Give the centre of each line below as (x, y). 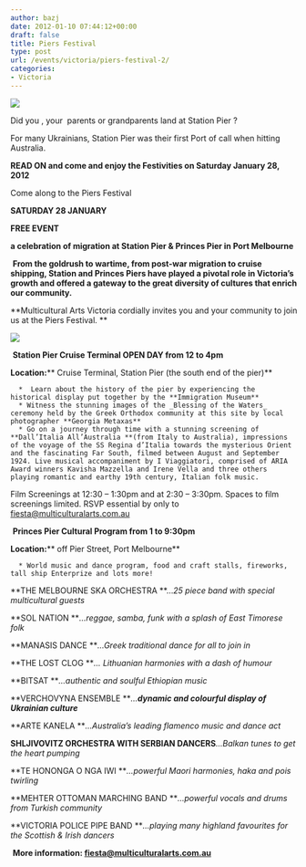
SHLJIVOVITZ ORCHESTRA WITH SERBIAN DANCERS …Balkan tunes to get (153, 743)
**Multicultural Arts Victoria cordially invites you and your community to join (154, 310)
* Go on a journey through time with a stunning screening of (139, 429)
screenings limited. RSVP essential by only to (95, 504)
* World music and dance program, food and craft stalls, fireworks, (153, 565)
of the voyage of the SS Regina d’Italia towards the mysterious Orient (151, 445)
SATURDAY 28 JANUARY (59, 210)
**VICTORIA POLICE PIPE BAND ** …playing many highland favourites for (149, 825)
